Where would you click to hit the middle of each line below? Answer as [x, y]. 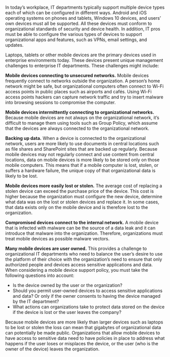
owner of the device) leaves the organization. [52, 349]
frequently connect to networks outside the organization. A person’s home [83, 81]
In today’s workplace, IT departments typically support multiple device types [85, 7]
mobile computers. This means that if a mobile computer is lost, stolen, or [82, 165]
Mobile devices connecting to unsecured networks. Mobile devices [77, 75]
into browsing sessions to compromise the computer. [61, 102]
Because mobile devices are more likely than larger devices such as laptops [84, 322]
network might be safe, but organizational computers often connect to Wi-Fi [84, 86]
